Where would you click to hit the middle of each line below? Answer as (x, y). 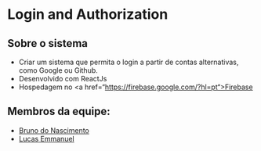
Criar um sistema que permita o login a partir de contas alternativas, (129, 62)
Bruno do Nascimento (54, 130)
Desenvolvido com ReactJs (63, 79)
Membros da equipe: (59, 111)
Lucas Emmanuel (47, 138)
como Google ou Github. (58, 70)
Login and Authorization (88, 14)
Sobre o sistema (47, 43)
